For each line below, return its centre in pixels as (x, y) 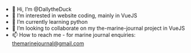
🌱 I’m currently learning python (50, 22)
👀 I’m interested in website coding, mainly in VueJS (74, 15)
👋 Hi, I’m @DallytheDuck (42, 9)
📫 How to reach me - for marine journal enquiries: (73, 35)
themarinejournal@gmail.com (48, 43)
